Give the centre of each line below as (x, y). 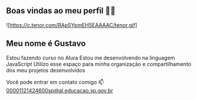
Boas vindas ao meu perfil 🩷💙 (61, 11)
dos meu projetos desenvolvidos (46, 70)
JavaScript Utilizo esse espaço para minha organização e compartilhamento (99, 64)
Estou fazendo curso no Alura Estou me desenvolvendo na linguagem (91, 58)
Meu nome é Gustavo (46, 44)
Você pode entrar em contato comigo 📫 (55, 82)
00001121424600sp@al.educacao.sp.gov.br (60, 90)
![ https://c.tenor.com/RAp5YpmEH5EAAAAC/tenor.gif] (72, 25)
